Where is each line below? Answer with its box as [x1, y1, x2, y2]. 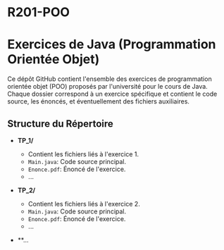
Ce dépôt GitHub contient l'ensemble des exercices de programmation [7, 75, 213, 83]
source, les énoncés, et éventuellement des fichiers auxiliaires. [7, 97, 190, 106]
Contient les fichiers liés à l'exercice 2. [27, 199, 141, 208]
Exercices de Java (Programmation [7, 37, 216, 53]
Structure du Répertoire [7, 118, 114, 130]
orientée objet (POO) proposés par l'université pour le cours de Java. [7, 82, 208, 91]
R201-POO [7, 4, 70, 20]
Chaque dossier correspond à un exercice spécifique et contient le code [7, 89, 218, 99]
